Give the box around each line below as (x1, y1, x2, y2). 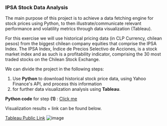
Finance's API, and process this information (12, 81, 102, 87)
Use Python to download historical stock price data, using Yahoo (12, 76, 146, 82)
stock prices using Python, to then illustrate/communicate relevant (5, 20, 142, 26)
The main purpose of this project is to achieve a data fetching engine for (5, 15, 154, 21)
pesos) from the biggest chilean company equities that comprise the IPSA (5, 41, 157, 47)
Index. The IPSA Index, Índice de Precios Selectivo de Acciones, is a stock (5, 46, 158, 52)
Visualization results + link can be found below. (5, 106, 102, 112)
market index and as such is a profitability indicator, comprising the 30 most (5, 51, 161, 57)
